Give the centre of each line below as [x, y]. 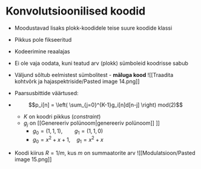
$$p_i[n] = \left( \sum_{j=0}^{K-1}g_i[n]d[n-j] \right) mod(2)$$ [106, 105]
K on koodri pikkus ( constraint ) [62, 116]
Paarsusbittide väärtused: [47, 93]
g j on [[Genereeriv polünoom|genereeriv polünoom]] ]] [91, 124]
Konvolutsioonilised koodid [76, 11]
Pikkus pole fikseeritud [43, 39]
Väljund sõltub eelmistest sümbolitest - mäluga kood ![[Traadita [94, 75]
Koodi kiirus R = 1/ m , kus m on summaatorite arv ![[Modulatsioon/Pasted [105, 153]
